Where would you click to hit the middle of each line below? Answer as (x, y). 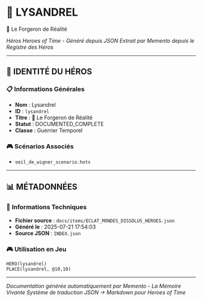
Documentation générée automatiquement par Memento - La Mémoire (94, 286)
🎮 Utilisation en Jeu (36, 249)
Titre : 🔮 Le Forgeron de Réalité (54, 118)
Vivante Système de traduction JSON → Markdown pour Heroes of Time (96, 292)
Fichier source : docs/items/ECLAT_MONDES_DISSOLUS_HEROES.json (95, 220)
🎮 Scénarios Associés (40, 146)
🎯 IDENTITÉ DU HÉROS (49, 72)
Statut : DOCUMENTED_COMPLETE (59, 124)
